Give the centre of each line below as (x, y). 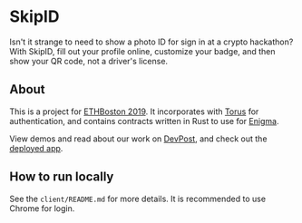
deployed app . (36, 148)
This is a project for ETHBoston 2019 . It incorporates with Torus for (134, 111)
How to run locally (62, 177)
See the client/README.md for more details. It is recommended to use (137, 199)
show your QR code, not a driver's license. (89, 61)
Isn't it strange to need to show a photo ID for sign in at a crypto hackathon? (151, 42)
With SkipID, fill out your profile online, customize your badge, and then (142, 51)
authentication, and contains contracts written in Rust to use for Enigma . (144, 121)
